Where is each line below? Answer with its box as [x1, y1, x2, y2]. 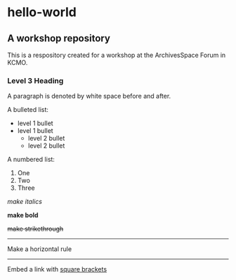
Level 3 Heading [7, 75, 64, 85]
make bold [7, 211, 39, 219]
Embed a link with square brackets [7, 265, 107, 274]
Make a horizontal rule [7, 245, 72, 253]
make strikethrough [7, 224, 64, 233]
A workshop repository [7, 32, 111, 44]
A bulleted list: [7, 106, 49, 114]
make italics [7, 198, 42, 206]
